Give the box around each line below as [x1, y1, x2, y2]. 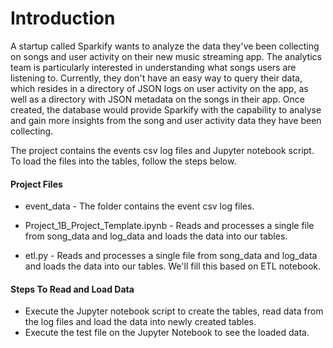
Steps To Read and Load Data [10, 283, 135, 295]
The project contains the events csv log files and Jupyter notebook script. [10, 144, 315, 156]
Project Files [10, 178, 63, 190]
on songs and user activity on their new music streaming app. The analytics [10, 50, 322, 62]
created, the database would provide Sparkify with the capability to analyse [10, 103, 322, 116]
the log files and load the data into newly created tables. [24, 316, 257, 328]
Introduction [10, 7, 116, 30]
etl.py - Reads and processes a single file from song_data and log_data [24, 250, 318, 262]
